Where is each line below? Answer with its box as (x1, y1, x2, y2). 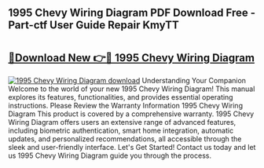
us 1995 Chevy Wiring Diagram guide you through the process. (8, 151, 212, 160)
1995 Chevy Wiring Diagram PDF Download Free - (8, 6, 256, 20)
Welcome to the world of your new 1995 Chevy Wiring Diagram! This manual (8, 84, 255, 93)
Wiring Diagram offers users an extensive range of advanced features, (8, 118, 236, 126)
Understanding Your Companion (141, 76, 246, 85)
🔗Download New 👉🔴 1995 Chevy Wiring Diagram (8, 51, 255, 64)
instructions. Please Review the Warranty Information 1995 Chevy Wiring (8, 101, 244, 110)
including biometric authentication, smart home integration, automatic (8, 126, 234, 135)
